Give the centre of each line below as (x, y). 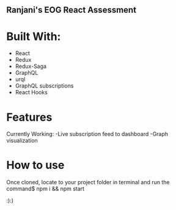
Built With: (34, 36)
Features (29, 117)
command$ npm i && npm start (45, 189)
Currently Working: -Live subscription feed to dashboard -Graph (87, 134)
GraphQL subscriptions (44, 86)
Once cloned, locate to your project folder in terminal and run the (88, 182)
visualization (22, 141)
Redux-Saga (31, 66)
